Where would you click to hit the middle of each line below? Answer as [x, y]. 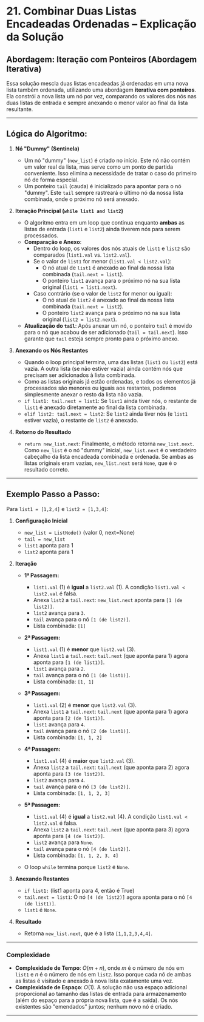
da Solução [35, 37]
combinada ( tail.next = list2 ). [83, 306]
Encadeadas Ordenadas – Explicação [101, 24]
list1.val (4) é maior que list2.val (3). [84, 760]
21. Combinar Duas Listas [71, 11]
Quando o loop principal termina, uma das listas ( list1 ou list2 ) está [111, 362]
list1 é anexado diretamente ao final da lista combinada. [96, 407]
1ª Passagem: [42, 575]
